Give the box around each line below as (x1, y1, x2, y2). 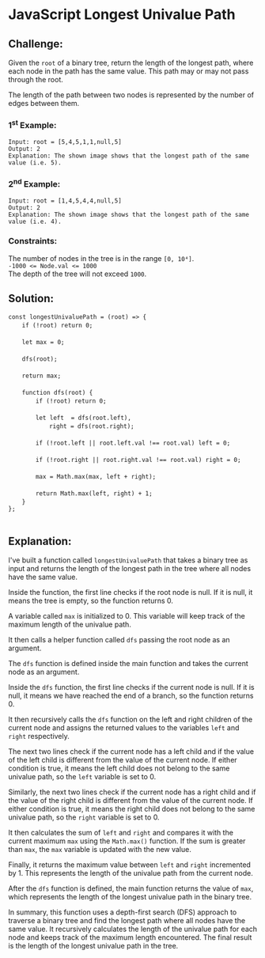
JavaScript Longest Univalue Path (8, 6, 236, 24)
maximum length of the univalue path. (8, 619, 132, 630)
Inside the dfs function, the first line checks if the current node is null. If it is (8, 683, 255, 692)
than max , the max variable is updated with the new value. (8, 845, 191, 854)
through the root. (8, 75, 63, 84)
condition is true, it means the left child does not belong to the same (8, 763, 230, 773)
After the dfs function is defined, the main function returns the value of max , (8, 884, 254, 893)
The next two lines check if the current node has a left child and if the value (8, 747, 255, 756)
